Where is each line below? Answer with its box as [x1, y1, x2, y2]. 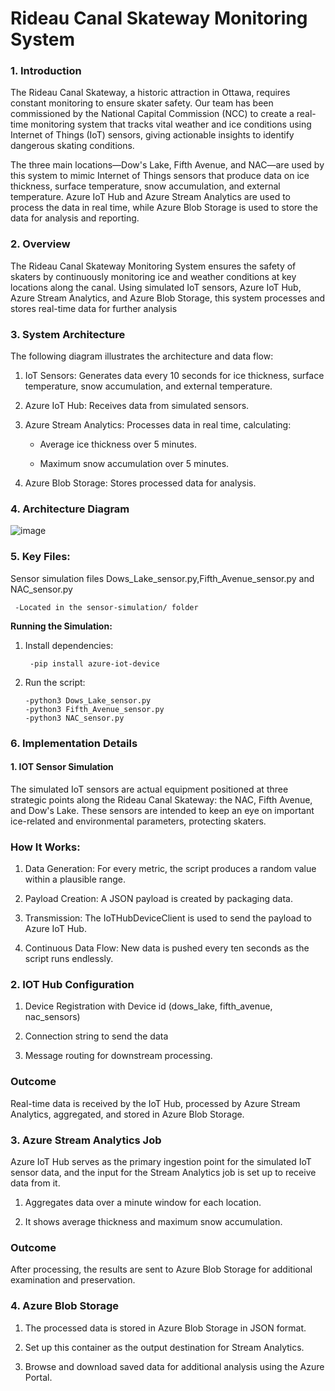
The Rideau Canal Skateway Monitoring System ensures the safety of [10, 260, 297, 272]
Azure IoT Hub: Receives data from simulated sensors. [24, 400, 250, 412]
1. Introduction [10, 64, 82, 78]
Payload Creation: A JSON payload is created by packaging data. [24, 893, 294, 905]
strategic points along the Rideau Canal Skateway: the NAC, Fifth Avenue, [10, 793, 313, 806]
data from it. [10, 1177, 61, 1189]
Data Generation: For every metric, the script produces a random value [24, 863, 317, 875]
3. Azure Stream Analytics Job [10, 1133, 162, 1147]
